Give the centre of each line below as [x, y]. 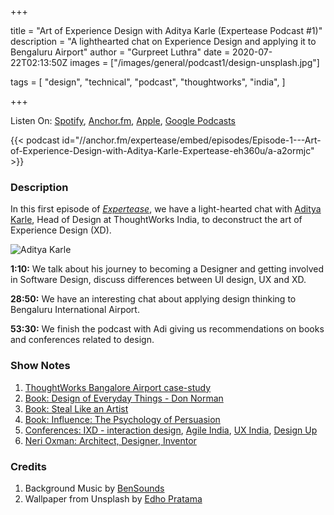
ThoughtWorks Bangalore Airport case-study [118, 387]
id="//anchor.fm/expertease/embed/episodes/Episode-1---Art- [191, 140]
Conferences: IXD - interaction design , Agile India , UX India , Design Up [171, 430]
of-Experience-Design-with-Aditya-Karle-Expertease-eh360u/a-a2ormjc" [162, 150]
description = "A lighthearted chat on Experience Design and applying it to [163, 41]
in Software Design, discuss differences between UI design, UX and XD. [158, 280]
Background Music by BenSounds [94, 488]
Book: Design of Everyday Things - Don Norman [124, 398]
